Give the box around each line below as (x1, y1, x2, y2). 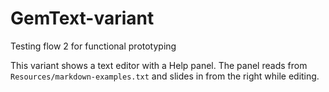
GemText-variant (10, 7, 155, 30)
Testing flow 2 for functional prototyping (10, 40, 177, 52)
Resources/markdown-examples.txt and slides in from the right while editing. (10, 70, 320, 82)
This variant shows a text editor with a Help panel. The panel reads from (10, 59, 308, 71)
